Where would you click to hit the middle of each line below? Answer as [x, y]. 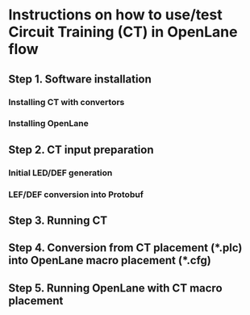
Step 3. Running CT [58, 221]
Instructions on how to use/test [116, 15]
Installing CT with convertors [67, 102]
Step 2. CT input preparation [81, 150]
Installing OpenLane [48, 124]
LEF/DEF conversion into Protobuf [76, 194]
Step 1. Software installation [80, 79]
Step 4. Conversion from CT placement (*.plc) [125, 248]
